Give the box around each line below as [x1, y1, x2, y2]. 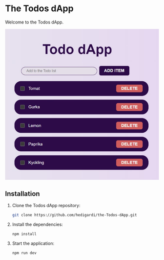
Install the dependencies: [12, 221, 63, 227]
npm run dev [12, 250, 37, 255]
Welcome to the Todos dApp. [5, 19, 64, 25]
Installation [5, 189, 40, 198]
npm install [12, 231, 37, 236]
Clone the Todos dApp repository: [12, 203, 81, 209]
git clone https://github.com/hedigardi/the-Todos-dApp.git [12, 213, 137, 218]
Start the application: [12, 240, 55, 246]
